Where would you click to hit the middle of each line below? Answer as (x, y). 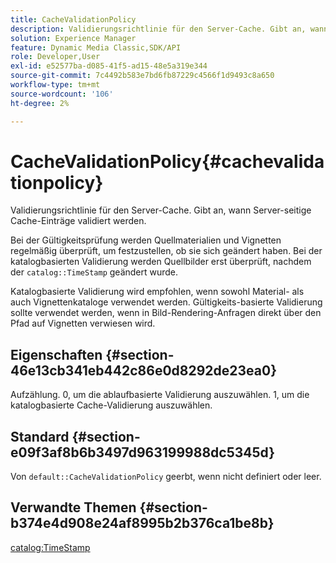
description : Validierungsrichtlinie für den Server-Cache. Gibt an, (158, 29)
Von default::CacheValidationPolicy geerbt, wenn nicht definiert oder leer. (166, 477)
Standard (40, 436)
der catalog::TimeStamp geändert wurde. (94, 272)
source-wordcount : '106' (62, 94)
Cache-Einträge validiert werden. (78, 221)
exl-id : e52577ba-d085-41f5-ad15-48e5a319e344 (109, 66)
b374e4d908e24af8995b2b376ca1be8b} (142, 523)
